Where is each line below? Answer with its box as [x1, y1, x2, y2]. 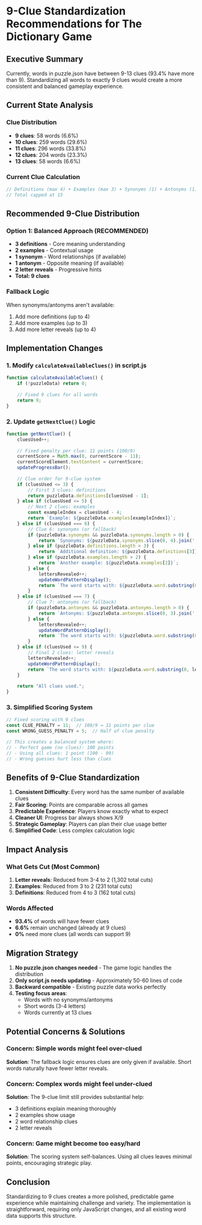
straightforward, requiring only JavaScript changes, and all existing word [6, 1206, 186, 1213]
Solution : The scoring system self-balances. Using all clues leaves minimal [6, 1153, 192, 1160]
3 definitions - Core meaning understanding [14, 240, 125, 248]
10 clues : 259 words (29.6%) [14, 138, 87, 145]
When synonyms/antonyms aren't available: [6, 301, 115, 308]
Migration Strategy [6, 948, 79, 958]
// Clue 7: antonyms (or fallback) [28, 599, 117, 606]
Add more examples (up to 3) [14, 319, 88, 326]
